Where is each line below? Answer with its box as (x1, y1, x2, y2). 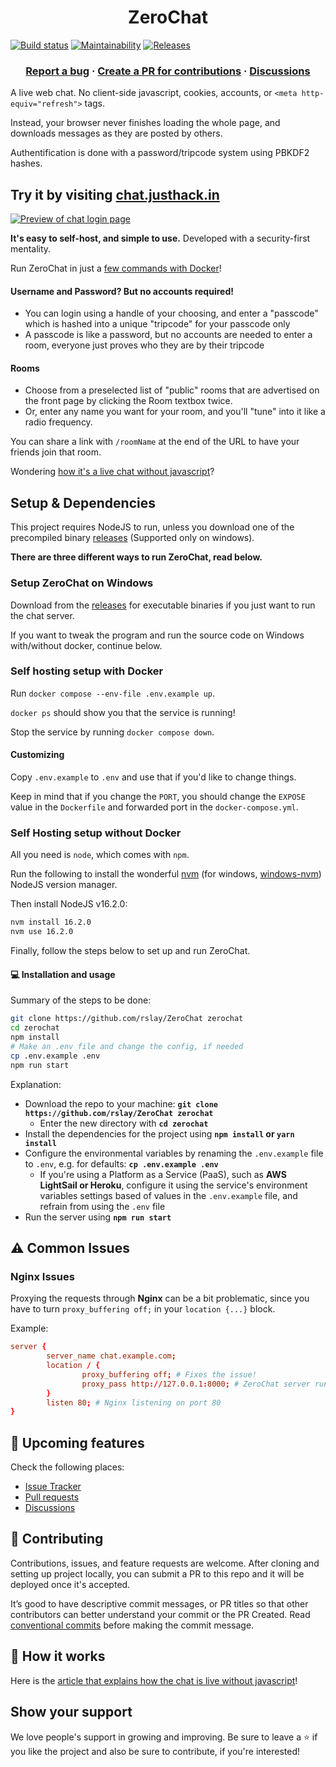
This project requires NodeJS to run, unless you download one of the (10, 521, 295, 533)
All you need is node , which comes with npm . (10, 849, 190, 861)
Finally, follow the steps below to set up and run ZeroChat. (10, 945, 251, 957)
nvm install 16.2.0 (10, 917, 92, 928)
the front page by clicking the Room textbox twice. (24, 395, 233, 407)
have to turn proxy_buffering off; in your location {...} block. (10, 1303, 276, 1315)
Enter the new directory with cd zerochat (39, 1117, 209, 1129)
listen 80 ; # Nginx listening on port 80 (46, 1397, 222, 1408)
